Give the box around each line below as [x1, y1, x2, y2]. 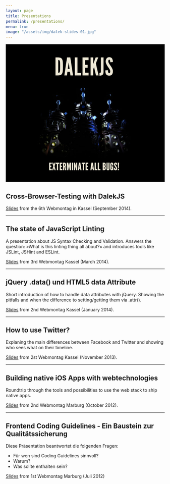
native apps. [6, 393, 32, 399]
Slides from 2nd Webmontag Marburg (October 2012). [6, 402, 118, 408]
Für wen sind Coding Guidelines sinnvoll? [13, 453, 99, 459]
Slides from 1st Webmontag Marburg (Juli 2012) [6, 473, 105, 479]
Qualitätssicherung [6, 429, 68, 438]
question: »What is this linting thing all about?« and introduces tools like [6, 243, 154, 249]
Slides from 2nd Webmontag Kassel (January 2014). [6, 306, 115, 312]
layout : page [6, 8, 33, 13]
